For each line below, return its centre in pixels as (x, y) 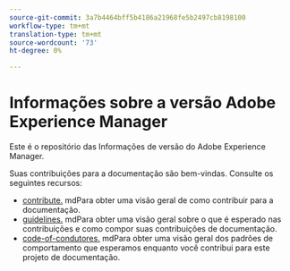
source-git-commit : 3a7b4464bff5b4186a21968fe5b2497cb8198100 (128, 17)
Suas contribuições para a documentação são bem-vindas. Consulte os (141, 174)
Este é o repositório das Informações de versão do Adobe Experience (137, 147)
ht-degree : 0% (36, 51)
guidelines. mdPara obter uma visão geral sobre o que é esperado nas (152, 219)
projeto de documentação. (71, 258)
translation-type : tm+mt (55, 34)
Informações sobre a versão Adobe (142, 103)
